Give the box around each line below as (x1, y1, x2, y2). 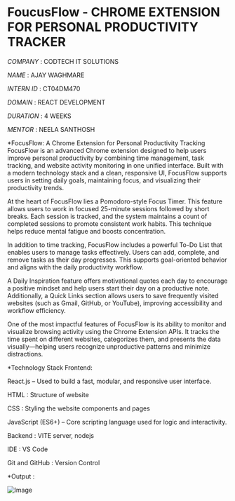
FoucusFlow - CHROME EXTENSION (7, 4, 220, 20)
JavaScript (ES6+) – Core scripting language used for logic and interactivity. (7, 417, 227, 426)
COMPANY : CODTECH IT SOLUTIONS (7, 57, 119, 65)
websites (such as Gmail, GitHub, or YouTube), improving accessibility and (7, 299, 222, 307)
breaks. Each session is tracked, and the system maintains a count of (7, 212, 208, 220)
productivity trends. (7, 183, 65, 192)
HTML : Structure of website (7, 390, 89, 399)
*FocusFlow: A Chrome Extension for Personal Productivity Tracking (7, 138, 206, 147)
